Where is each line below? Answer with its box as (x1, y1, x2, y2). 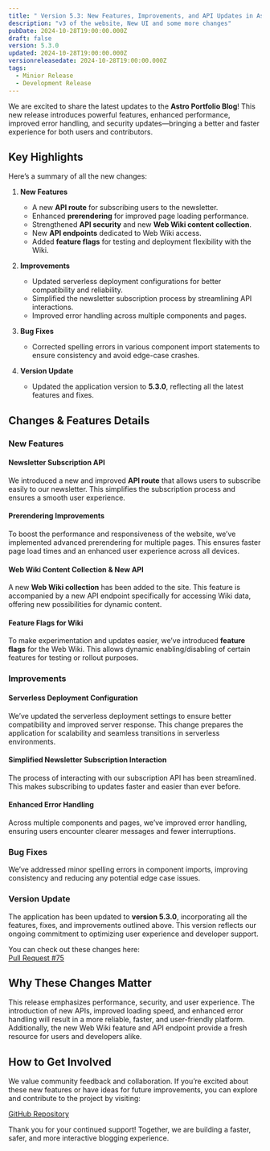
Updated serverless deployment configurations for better (31, 277, 222, 287)
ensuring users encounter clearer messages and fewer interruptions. (8, 826, 236, 835)
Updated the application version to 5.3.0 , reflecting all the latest (31, 382, 243, 391)
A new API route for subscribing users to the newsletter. (31, 203, 219, 212)
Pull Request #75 (8, 953, 64, 963)
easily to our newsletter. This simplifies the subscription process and (8, 484, 235, 493)
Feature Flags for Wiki (8, 617, 84, 628)
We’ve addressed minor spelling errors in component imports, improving (8, 864, 248, 874)
